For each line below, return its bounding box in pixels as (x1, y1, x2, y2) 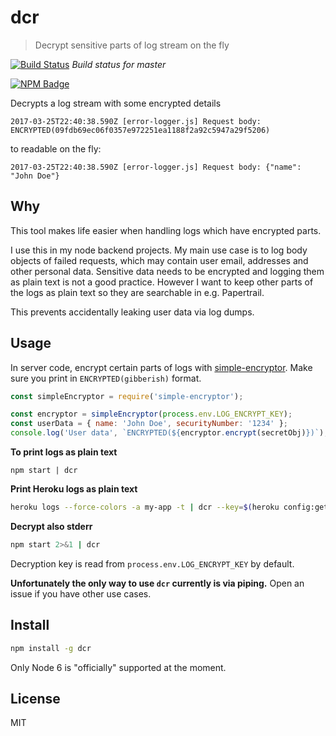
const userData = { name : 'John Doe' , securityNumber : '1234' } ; (10, 419, 288, 429)
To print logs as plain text (10, 446, 118, 458)
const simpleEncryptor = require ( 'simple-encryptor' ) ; (10, 391, 244, 401)
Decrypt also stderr (10, 520, 93, 532)
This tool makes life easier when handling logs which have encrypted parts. (10, 224, 322, 236)
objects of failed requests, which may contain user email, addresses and (10, 254, 309, 266)
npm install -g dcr (10, 643, 92, 653)
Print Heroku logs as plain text (10, 483, 138, 495)
